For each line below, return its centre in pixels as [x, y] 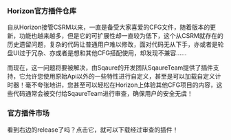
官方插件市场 [29, 113]
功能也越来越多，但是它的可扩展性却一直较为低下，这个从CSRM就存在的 [121, 36]
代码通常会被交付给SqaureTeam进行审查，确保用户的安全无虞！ [103, 94]
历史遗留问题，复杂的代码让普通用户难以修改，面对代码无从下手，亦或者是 [112, 44]
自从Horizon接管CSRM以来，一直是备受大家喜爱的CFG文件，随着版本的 [109, 27]
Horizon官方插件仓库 [42, 10]
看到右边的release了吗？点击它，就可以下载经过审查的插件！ [93, 130]
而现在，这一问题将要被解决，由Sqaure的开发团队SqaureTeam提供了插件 [110, 68]
